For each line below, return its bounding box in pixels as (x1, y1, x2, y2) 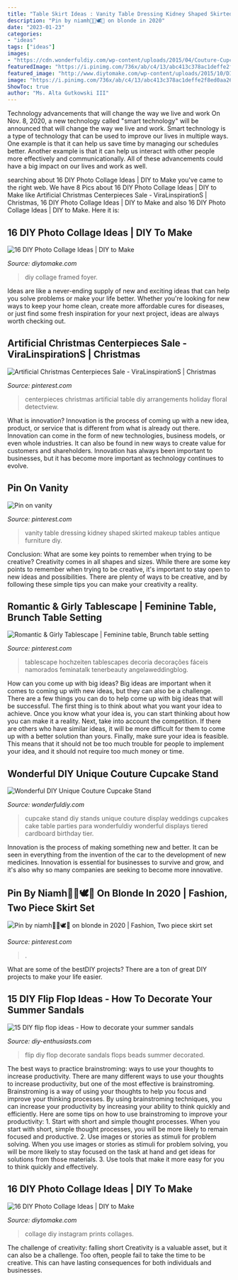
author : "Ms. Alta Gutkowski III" (7, 90, 110, 97)
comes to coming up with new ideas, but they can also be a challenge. (7, 687, 212, 695)
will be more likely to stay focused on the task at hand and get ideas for (7, 1147, 216, 1156)
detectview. (24, 402, 59, 411)
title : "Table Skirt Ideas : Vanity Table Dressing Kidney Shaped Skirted (7, 10, 233, 18)
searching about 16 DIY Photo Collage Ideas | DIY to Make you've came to (7, 175, 223, 185)
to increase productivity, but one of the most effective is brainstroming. (7, 1079, 215, 1088)
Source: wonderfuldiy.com (7, 801, 85, 809)
